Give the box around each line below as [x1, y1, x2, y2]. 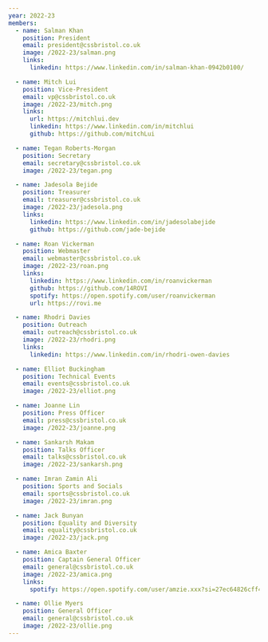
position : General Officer [22, 607, 112, 615]
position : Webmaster [22, 247, 91, 255]
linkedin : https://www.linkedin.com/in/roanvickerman [29, 277, 213, 285]
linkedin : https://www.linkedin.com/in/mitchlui [29, 123, 195, 131]
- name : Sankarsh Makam [15, 438, 94, 447]
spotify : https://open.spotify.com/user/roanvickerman [29, 292, 216, 300]
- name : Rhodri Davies [15, 313, 91, 321]
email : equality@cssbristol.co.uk [22, 526, 137, 534]
